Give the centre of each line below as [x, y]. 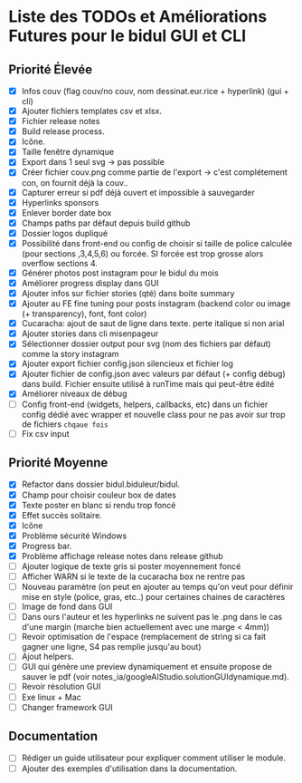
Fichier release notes [61, 121]
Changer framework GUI [67, 707]
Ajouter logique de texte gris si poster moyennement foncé [131, 566]
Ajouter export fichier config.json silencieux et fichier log [127, 363]
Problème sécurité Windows [74, 536]
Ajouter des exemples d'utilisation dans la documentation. [129, 768]
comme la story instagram [70, 354]
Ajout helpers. [47, 657]
